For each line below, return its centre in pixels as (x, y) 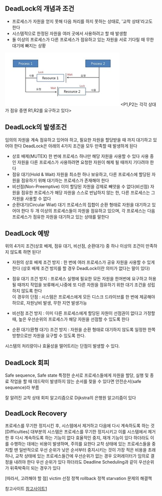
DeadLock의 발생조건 (36, 127)
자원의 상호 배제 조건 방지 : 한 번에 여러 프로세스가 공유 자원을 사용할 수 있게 (83, 262)
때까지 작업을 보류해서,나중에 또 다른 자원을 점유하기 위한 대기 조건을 (82, 285)
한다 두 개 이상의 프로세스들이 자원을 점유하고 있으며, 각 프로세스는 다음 (88, 210)
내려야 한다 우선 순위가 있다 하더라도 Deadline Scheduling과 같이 (76, 462)
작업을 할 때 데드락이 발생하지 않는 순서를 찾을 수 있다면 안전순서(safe (76, 382)
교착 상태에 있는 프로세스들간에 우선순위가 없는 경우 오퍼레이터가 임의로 (82, 456)
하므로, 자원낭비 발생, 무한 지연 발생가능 (49, 303)
